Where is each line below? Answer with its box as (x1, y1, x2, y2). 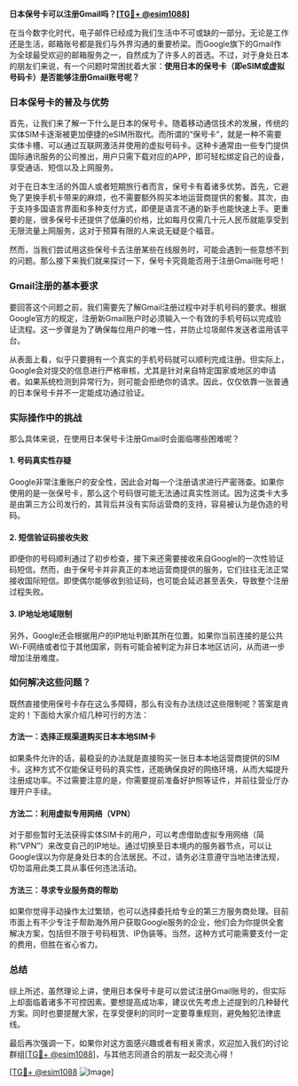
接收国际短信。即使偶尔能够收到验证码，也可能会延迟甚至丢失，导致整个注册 (9, 576, 289, 586)
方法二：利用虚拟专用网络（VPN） (9, 807, 136, 819)
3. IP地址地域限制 (9, 608, 73, 619)
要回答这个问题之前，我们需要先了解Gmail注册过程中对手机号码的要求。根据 (9, 302, 286, 312)
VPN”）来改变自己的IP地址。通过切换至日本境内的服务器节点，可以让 (20, 840, 273, 851)
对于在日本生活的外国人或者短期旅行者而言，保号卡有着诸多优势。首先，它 (9, 181, 281, 192)
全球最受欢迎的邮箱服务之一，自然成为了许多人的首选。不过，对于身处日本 (16, 50, 289, 60)
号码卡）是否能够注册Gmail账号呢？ (9, 72, 140, 83)
